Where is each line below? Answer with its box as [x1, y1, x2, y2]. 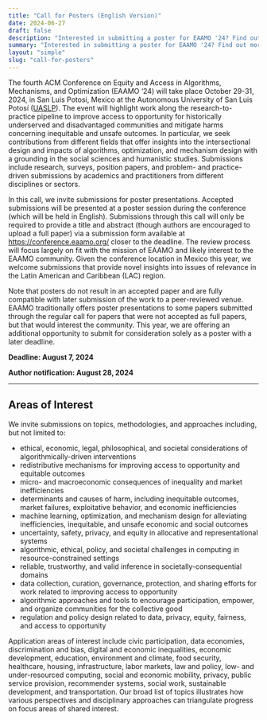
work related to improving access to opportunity [19, 586, 178, 597]
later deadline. [8, 337, 56, 346]
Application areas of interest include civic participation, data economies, [8, 636, 245, 645]
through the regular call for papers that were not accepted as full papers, [8, 311, 247, 321]
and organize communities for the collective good [19, 604, 183, 613]
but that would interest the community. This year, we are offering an [8, 320, 230, 329]
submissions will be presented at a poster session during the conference [8, 203, 246, 212]
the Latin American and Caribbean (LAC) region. [8, 270, 166, 280]
